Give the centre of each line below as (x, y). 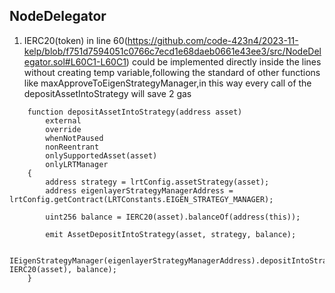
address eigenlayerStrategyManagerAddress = (139, 190)
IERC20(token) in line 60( (75, 40)
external (63, 120)
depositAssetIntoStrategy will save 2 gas (107, 93)
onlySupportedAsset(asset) (101, 155)
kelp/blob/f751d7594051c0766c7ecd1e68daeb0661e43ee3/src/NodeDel (172, 51)
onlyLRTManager (77, 164)
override (63, 129)
